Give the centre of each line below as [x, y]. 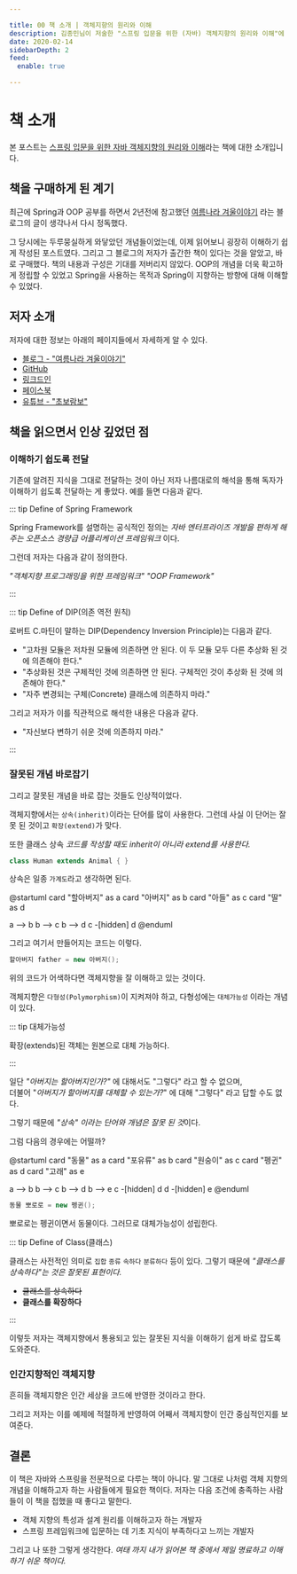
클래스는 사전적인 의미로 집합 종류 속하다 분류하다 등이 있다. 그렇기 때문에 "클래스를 [147, 1261]
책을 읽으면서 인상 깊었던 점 [79, 431]
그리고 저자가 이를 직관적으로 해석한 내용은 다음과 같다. [104, 713]
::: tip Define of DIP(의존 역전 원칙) [70, 612]
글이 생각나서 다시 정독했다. [80, 223]
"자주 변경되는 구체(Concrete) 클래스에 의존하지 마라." [116, 694]
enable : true [41, 67]
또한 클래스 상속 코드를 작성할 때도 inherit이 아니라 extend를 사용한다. [130, 844]
